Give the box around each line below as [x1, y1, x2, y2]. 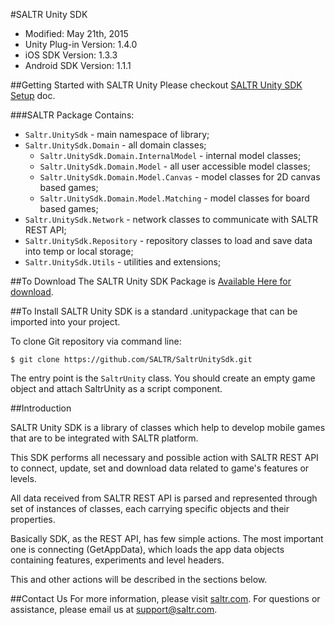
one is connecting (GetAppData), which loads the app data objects [10, 544, 285, 555]
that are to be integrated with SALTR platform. [10, 432, 199, 444]
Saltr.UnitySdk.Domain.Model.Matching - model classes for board [39, 192, 310, 204]
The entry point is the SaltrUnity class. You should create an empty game [10, 372, 316, 384]
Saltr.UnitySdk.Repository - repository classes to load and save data [24, 235, 313, 246]
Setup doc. [10, 90, 56, 101]
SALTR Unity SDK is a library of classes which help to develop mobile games [10, 422, 326, 433]
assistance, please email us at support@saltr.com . [10, 604, 218, 615]
